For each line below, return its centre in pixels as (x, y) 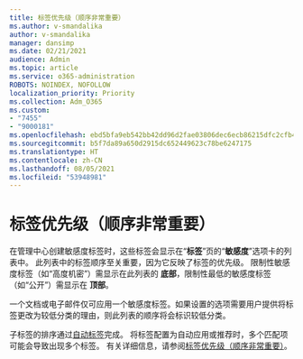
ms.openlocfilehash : (48, 135)
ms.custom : (30, 110)
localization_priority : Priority (72, 93)
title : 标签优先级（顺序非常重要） (67, 18)
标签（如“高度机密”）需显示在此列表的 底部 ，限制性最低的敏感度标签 (144, 274)
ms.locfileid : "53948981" (58, 177)
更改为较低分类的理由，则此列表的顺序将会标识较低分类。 (124, 316)
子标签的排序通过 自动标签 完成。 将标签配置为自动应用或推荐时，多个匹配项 (149, 335)
